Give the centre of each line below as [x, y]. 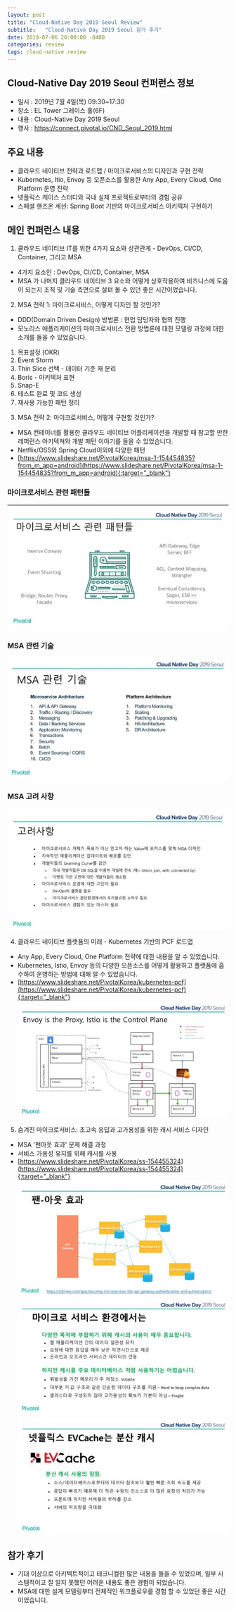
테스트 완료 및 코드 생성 [50, 394]
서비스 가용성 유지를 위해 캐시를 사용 [67, 1153]
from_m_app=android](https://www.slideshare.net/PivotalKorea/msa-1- [120, 466]
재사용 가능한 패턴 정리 [48, 402]
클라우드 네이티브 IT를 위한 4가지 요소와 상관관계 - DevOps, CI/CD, [110, 248]
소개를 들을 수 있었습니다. [52, 338]
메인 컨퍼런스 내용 [44, 230]
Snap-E [28, 385]
